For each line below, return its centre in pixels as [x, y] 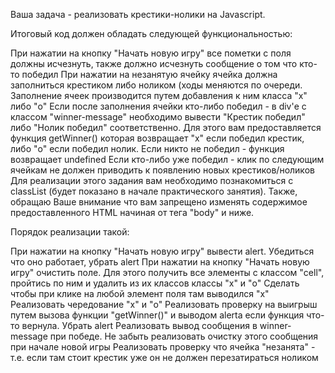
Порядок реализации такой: [70, 232]
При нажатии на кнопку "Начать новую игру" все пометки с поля [151, 53]
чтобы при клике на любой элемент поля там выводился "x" [140, 293]
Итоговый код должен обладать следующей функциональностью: [151, 33]
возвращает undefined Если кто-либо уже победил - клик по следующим [167, 159]
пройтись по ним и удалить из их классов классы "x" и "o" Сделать [155, 283]
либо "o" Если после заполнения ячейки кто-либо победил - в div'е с [158, 106]
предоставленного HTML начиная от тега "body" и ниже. [132, 212]
